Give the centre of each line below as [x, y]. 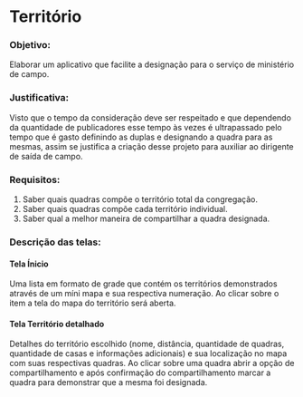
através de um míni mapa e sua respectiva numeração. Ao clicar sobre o [144, 294]
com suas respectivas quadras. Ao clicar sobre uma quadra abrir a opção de [152, 363]
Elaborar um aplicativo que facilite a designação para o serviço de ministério [152, 64]
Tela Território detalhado [57, 324]
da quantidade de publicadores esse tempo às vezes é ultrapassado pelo [146, 127]
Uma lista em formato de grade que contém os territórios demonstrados [143, 284]
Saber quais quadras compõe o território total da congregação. [140, 199]
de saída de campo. [46, 156]
